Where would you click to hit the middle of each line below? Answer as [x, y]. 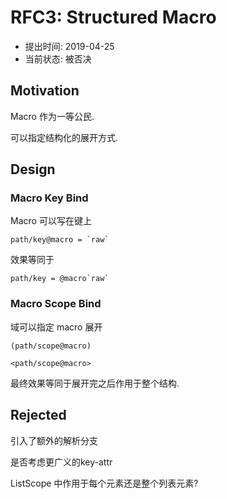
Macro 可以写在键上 [51, 221]
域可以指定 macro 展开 [56, 327]
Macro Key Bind [49, 198]
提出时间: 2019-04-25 [69, 46]
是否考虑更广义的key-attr [61, 462]
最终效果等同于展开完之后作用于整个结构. [95, 383]
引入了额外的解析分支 [54, 440]
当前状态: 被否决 [58, 58]
